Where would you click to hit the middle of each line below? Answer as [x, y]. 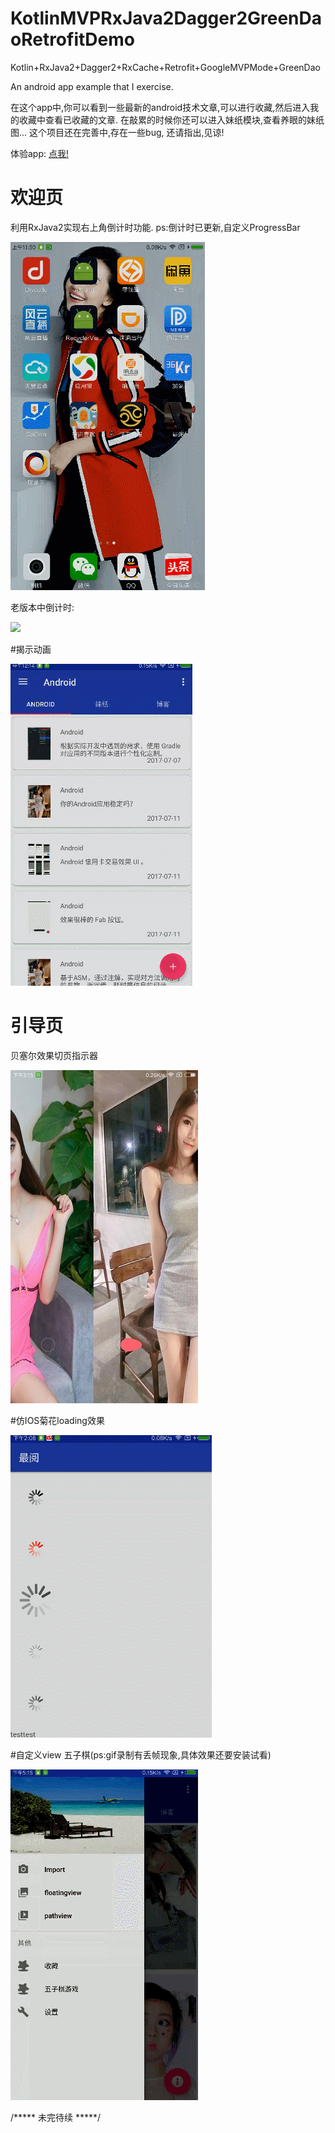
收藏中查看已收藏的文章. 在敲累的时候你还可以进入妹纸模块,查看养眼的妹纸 [171, 119]
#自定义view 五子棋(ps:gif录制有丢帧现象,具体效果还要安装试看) [141, 1754]
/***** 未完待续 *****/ [56, 2117]
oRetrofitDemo [72, 39]
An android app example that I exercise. [92, 86]
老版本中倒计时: [42, 607]
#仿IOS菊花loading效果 [57, 1420]
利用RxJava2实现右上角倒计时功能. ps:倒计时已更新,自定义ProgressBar [155, 227]
